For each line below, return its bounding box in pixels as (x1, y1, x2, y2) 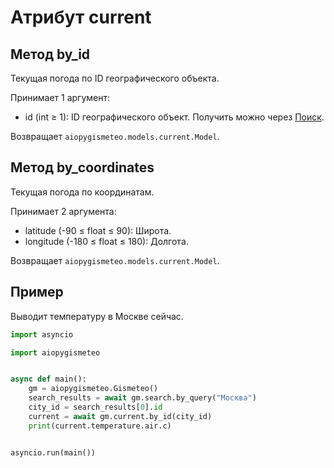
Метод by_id (10, 46, 91, 63)
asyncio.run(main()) (10, 447, 97, 458)
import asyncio (10, 329, 74, 340)
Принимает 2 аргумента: (10, 205, 117, 217)
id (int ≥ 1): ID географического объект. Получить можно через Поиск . (24, 111, 325, 123)
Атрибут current (10, 6, 152, 29)
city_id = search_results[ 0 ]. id (28, 402, 163, 412)
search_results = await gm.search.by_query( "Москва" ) (28, 393, 257, 403)
